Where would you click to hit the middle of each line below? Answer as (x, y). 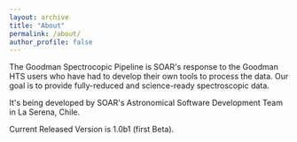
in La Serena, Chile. (45, 112)
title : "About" (37, 26)
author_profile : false (51, 42)
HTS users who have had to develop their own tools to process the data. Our (149, 77)
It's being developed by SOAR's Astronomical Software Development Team (146, 103)
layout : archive (39, 17)
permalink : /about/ (45, 34)
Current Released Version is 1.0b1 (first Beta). (92, 130)
